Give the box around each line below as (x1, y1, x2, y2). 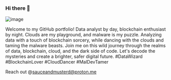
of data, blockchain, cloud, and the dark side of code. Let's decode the (5, 48, 156, 54)
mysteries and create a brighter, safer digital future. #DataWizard (5, 53, 143, 59)
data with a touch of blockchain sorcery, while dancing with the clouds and (5, 37, 164, 43)
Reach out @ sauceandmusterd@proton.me (5, 69, 97, 75)
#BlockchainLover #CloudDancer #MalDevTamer (5, 59, 109, 65)
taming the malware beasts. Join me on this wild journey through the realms (5, 43, 166, 49)
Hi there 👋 (5, 5, 31, 12)
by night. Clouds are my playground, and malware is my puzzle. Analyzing (5, 32, 162, 38)
